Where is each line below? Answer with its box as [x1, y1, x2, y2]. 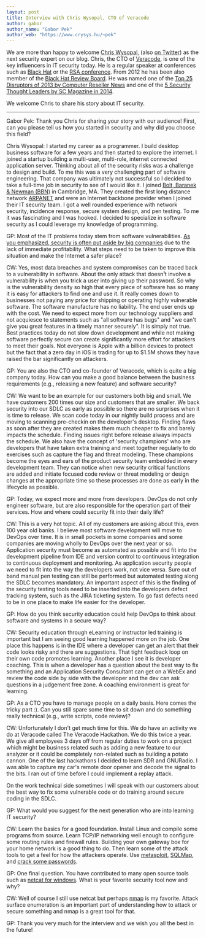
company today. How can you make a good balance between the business [6, 374, 195, 381]
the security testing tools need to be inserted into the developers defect [6, 586, 188, 593]
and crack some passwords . [6, 858, 78, 866]
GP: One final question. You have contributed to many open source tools [6, 870, 189, 877]
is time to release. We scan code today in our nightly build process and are [6, 412, 195, 419]
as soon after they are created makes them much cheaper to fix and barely [6, 425, 195, 432]
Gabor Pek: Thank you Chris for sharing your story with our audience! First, [6, 117, 196, 125]
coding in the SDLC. [6, 795, 57, 802]
